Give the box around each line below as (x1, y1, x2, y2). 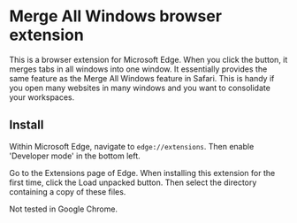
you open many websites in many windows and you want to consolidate (9, 82, 271, 93)
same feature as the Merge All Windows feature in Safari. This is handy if (9, 73, 275, 83)
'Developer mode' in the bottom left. (9, 150, 141, 161)
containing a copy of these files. (9, 186, 126, 196)
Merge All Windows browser (9, 6, 223, 27)
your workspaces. (9, 91, 75, 103)
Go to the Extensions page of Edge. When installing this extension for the (9, 167, 276, 178)
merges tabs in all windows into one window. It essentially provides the (9, 64, 268, 74)
